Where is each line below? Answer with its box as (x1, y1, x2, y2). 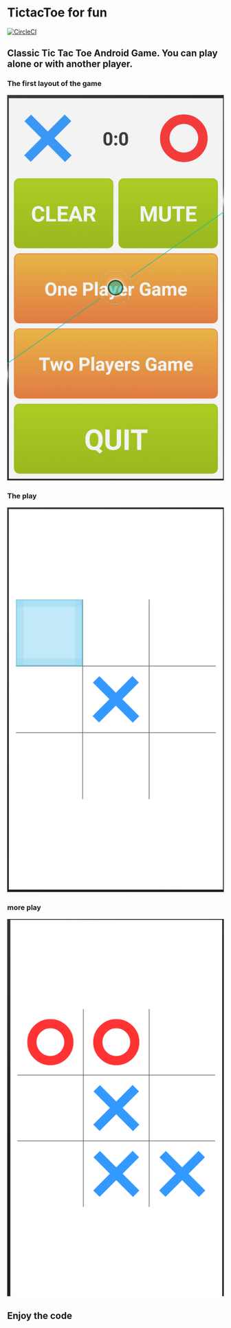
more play (7, 903, 41, 912)
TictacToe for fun (7, 5, 108, 21)
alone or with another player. (7, 58, 133, 70)
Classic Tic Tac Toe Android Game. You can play (7, 47, 218, 59)
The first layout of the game (7, 79, 102, 89)
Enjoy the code (7, 1309, 72, 1321)
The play (7, 491, 37, 501)
